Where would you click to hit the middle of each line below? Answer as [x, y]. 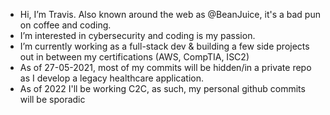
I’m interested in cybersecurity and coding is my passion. [137, 35]
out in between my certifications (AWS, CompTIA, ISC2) [134, 57]
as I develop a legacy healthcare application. [112, 78]
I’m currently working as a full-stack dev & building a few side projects [164, 46]
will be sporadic [52, 99]
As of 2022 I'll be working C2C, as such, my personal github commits [162, 88]
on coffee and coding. [65, 25]
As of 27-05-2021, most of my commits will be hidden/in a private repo [165, 67]
